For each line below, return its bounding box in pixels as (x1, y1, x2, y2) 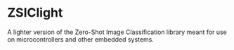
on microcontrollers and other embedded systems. (7, 35, 155, 43)
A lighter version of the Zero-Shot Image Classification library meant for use (7, 28, 227, 36)
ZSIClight (7, 5, 63, 21)
